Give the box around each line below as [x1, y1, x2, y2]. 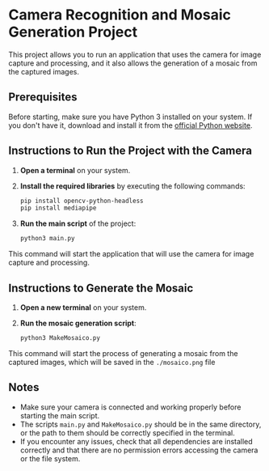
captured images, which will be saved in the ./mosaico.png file [8, 357, 216, 367]
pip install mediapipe [19, 204, 97, 212]
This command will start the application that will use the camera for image [8, 249, 254, 259]
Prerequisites [8, 91, 78, 104]
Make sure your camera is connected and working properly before [19, 402, 242, 412]
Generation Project [8, 23, 138, 41]
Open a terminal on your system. [19, 165, 131, 175]
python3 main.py [19, 235, 75, 243]
